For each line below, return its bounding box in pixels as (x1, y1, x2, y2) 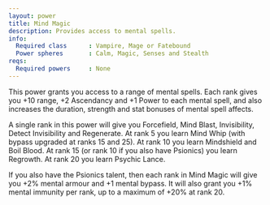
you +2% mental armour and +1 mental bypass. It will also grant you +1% (8, 178, 253, 188)
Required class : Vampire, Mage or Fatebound (15, 42, 191, 50)
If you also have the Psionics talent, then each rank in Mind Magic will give (8, 169, 258, 179)
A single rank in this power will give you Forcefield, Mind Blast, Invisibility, (8, 119, 255, 130)
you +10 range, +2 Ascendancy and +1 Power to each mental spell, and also (8, 95, 263, 105)
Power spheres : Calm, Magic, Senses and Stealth (15, 49, 209, 58)
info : (8, 34, 27, 43)
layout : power (8, 11, 57, 20)
